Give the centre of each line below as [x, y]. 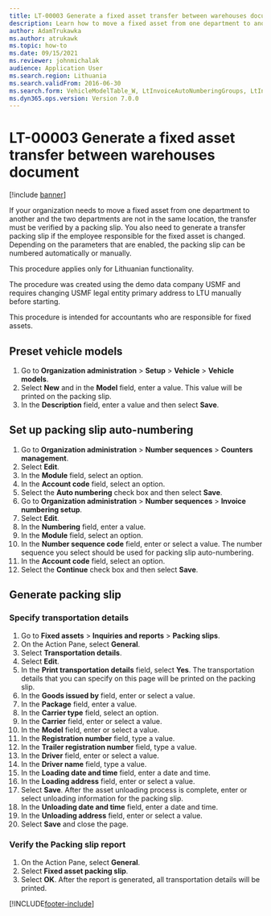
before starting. [35, 302]
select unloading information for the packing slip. [102, 798]
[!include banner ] [38, 195]
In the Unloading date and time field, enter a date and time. [119, 806]
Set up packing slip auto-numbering [101, 430]
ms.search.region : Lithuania [58, 76]
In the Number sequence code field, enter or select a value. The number [142, 543]
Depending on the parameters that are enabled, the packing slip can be [127, 245]
